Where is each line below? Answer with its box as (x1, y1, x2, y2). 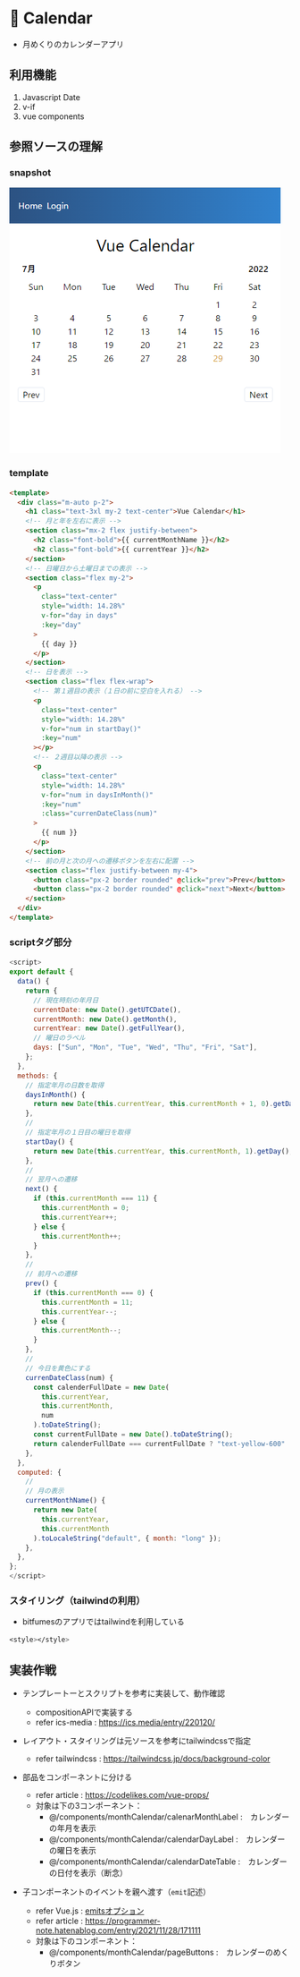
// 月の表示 (25, 1487, 64, 1496)
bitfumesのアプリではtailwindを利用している (21, 1616, 185, 1627)
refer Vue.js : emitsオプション (35, 1905, 145, 1916)
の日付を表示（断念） (48, 1868, 128, 1879)
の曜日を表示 (48, 1845, 96, 1856)
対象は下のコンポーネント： (35, 1936, 138, 1947)
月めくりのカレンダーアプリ (21, 38, 125, 49)
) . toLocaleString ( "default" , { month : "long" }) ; (32, 1534, 221, 1543)
